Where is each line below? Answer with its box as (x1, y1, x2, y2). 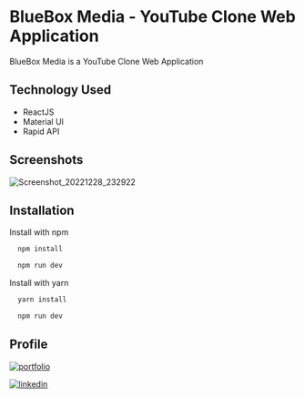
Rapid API (22, 126, 60, 137)
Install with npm (9, 227, 69, 238)
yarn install (17, 295, 67, 304)
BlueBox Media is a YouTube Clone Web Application (9, 56, 204, 66)
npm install (17, 244, 64, 254)
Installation (9, 202, 75, 218)
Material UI (22, 116, 65, 127)
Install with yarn (9, 278, 69, 289)
